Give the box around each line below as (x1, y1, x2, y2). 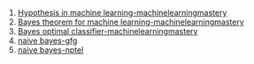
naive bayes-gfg (17, 35, 78, 46)
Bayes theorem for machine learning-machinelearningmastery (17, 17, 245, 27)
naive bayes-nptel (17, 45, 84, 55)
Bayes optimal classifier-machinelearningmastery (17, 26, 198, 36)
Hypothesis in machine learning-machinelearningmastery (17, 8, 227, 18)
